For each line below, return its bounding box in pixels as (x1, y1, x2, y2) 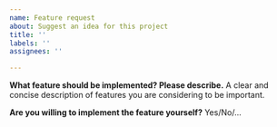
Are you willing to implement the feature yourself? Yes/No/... (9, 107, 242, 118)
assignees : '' (9, 47, 64, 56)
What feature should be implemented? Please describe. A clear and (9, 80, 270, 91)
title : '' (9, 30, 47, 39)
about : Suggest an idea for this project (9, 22, 169, 31)
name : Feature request (9, 13, 95, 23)
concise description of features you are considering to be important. (9, 90, 265, 101)
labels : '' (9, 38, 51, 48)
